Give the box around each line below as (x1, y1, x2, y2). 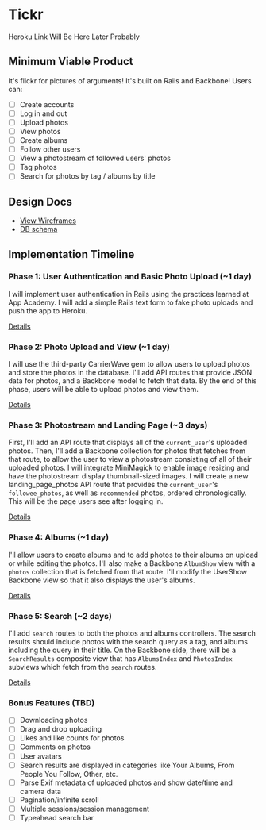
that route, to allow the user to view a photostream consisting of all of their (8, 455, 252, 464)
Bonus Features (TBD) (8, 697, 95, 708)
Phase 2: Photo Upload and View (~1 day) (8, 341, 171, 352)
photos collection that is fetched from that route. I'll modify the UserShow (8, 567, 248, 576)
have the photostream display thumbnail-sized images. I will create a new (8, 471, 249, 481)
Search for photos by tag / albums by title (19, 171, 156, 181)
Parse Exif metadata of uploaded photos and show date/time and (19, 778, 233, 787)
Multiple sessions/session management (19, 804, 149, 813)
